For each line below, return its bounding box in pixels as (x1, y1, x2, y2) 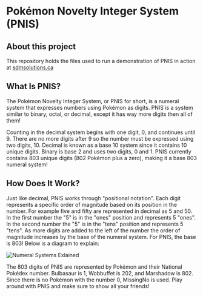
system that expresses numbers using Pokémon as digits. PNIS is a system (6, 104, 194, 111)
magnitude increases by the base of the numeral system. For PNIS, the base (6, 233, 196, 240)
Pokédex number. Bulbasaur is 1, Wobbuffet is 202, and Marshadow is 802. (6, 269, 194, 277)
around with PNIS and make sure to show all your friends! (6, 282, 150, 289)
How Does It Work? (6, 178, 80, 189)
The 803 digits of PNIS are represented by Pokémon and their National (6, 263, 183, 271)
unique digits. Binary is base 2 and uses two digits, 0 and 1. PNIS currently (6, 147, 192, 155)
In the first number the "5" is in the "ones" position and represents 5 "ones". (6, 214, 196, 221)
